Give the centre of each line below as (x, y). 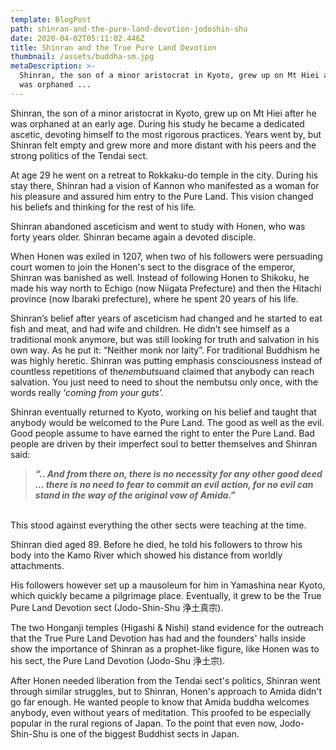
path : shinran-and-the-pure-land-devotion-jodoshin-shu (129, 29)
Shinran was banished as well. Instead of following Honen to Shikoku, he (160, 277)
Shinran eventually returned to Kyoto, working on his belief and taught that (163, 412)
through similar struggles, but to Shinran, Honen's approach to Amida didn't (166, 691)
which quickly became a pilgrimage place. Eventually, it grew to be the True (166, 595)
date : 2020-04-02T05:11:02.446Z (77, 38)
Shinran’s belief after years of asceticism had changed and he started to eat (166, 318)
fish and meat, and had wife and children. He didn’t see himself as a (150, 328)
